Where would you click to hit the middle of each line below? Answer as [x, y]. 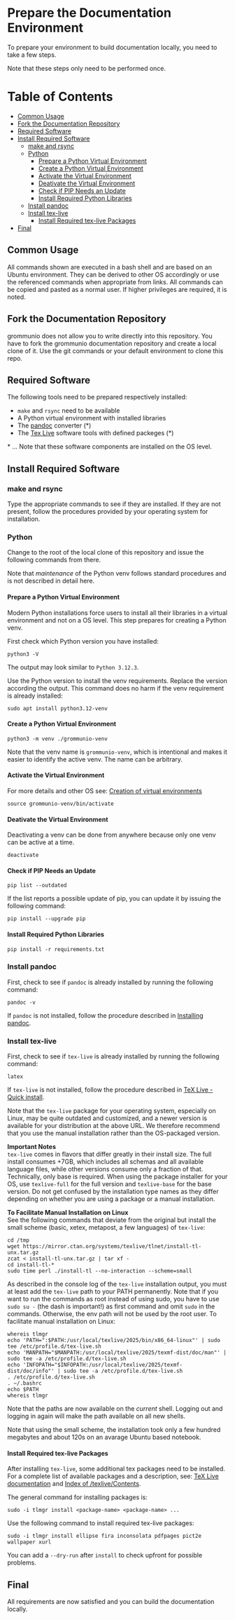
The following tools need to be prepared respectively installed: [97, 397]
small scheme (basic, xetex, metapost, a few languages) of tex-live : [106, 1228]
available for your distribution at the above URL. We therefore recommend [114, 1126]
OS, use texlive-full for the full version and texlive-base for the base [109, 1184]
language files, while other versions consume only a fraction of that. [105, 1169]
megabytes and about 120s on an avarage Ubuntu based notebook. [104, 1438]
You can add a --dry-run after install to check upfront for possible [105, 1555]
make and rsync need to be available [69, 411]
